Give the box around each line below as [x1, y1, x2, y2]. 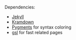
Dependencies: [4, 4, 35, 10]
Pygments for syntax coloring [11, 24, 72, 30]
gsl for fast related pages [11, 30, 63, 35]
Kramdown [11, 19, 34, 25]
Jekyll [11, 14, 24, 19]
